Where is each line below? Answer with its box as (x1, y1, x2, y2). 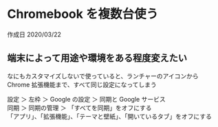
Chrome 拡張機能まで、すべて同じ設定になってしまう (7, 80, 157, 89)
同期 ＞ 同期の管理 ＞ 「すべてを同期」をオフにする (7, 104, 153, 112)
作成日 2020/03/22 (7, 30, 62, 38)
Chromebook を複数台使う (7, 6, 159, 22)
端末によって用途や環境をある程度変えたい (7, 52, 188, 64)
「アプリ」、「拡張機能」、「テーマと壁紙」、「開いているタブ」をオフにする (7, 112, 212, 120)
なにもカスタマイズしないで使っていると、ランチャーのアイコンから (7, 71, 199, 80)
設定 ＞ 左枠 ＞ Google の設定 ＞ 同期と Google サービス (7, 95, 166, 103)
